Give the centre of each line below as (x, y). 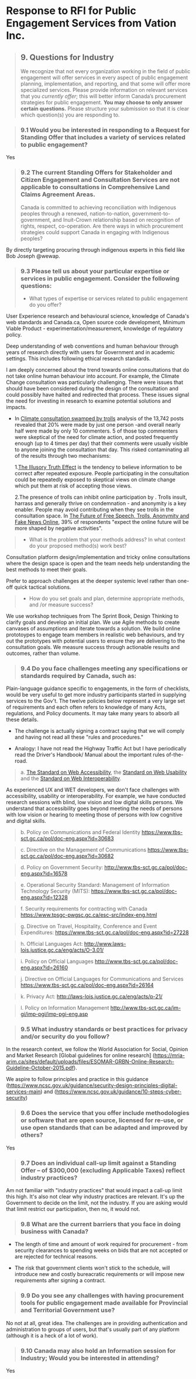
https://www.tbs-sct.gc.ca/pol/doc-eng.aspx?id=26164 (87, 985)
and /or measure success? (61, 605)
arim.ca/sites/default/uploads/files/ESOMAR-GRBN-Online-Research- (90, 1062)
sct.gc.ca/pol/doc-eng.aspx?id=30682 (67, 856)
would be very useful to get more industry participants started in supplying (96, 695)
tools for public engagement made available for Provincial (104, 1303)
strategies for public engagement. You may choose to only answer (102, 102)
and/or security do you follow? (65, 1037)
